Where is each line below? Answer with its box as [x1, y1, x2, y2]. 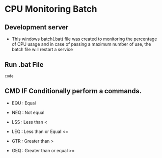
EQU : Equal [11, 100, 36, 106]
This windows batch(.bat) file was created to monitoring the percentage [11, 36, 158, 42]
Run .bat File [4, 60, 44, 69]
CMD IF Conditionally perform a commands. [4, 87, 142, 95]
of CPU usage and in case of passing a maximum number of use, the [11, 41, 151, 47]
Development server [4, 23, 69, 31]
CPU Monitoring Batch [4, 3, 97, 15]
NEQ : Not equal [11, 109, 45, 115]
